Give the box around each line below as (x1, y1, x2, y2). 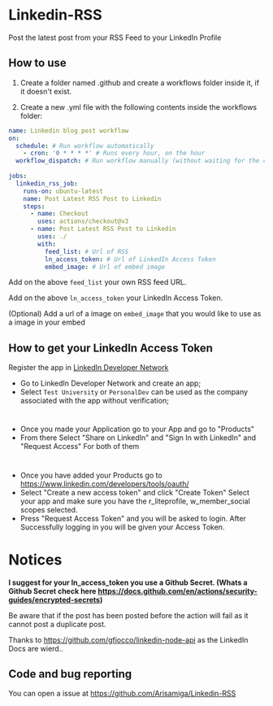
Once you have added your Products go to (19, 470, 162, 480)
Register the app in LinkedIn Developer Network (8, 363, 169, 373)
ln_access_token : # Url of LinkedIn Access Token (44, 255, 217, 264)
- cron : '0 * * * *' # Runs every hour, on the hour (23, 149, 206, 158)
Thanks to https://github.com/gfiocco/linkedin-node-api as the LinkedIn (8, 634, 249, 644)
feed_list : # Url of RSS (44, 247, 129, 255)
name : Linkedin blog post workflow (8, 126, 129, 135)
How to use (8, 56, 67, 70)
